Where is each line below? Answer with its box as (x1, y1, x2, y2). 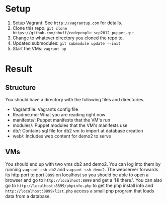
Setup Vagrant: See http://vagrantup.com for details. (12, 20, 122, 26)
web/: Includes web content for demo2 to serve (12, 133, 112, 139)
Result (5, 63, 33, 75)
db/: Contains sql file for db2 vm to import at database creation (12, 127, 143, 133)
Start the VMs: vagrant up (12, 45, 66, 51)
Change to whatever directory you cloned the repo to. (12, 35, 124, 41)
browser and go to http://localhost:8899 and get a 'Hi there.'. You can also (5, 177, 162, 183)
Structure (5, 83, 36, 92)
